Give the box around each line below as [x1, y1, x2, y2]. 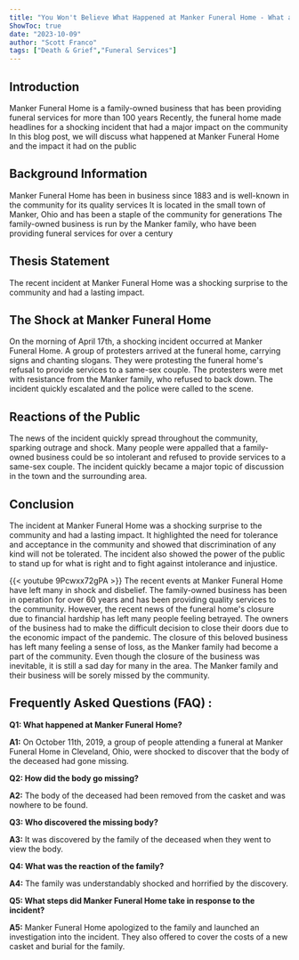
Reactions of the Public [9, 409, 141, 424]
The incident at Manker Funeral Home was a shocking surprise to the [9, 520, 263, 531]
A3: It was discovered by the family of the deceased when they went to [9, 834, 271, 844]
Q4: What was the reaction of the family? [9, 860, 165, 871]
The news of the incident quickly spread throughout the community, [9, 433, 258, 443]
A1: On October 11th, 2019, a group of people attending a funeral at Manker [9, 736, 284, 747]
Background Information [9, 167, 148, 182]
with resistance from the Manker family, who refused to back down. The [9, 374, 273, 385]
